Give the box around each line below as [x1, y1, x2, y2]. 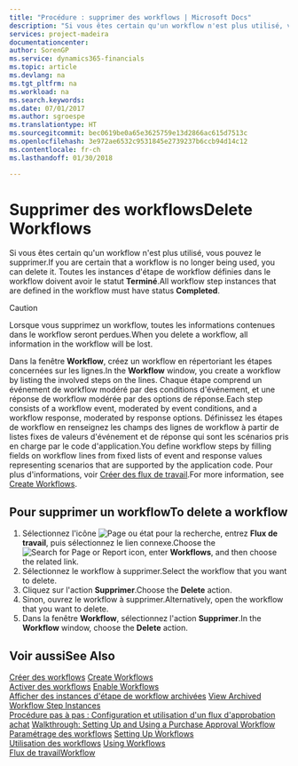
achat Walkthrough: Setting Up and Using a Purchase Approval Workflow [9, 719, 276, 730]
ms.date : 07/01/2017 [9, 104, 86, 113]
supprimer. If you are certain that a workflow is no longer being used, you [9, 257, 276, 267]
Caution [9, 303, 38, 314]
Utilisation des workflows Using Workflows [9, 738, 166, 749]
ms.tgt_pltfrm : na [9, 79, 77, 88]
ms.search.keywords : [9, 95, 86, 105]
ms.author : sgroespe [9, 112, 86, 121]
